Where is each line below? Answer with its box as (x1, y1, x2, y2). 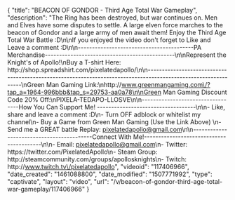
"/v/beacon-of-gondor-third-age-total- (110, 178, 223, 185)
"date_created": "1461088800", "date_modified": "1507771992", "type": (7, 170, 213, 178)
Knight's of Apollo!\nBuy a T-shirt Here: (7, 58, 121, 66)
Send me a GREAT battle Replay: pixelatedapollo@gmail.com (7, 126, 182, 133)
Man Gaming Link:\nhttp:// (46, 81, 122, 88)
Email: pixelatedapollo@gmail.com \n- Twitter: (56, 140, 188, 148)
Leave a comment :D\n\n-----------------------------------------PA (7, 44, 202, 51)
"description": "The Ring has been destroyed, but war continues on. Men (7, 13, 218, 22)
